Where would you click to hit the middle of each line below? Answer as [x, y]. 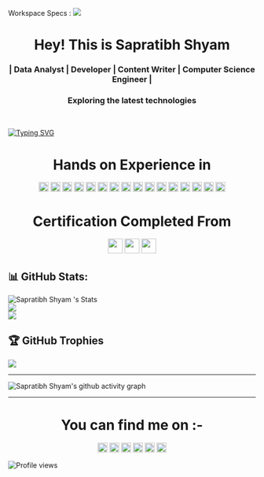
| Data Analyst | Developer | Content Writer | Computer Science [132, 69]
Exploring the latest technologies [132, 101]
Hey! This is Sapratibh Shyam [132, 45]
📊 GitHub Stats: [48, 277]
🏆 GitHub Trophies [56, 341]
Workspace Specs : [40, 13]
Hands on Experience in [132, 165]
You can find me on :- [132, 425]
